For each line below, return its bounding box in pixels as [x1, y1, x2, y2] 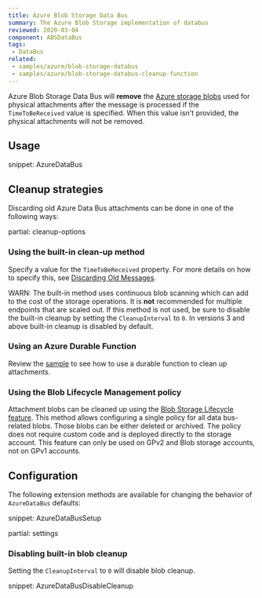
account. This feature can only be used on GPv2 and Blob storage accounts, [8, 438, 255, 447]
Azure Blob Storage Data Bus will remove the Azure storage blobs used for [8, 91, 250, 100]
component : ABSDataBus [8, 33, 82, 42]
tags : [8, 41, 26, 49]
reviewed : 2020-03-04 [8, 26, 79, 34]
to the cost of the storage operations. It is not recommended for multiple [8, 296, 242, 306]
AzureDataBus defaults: [8, 498, 81, 507]
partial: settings [8, 528, 59, 538]
